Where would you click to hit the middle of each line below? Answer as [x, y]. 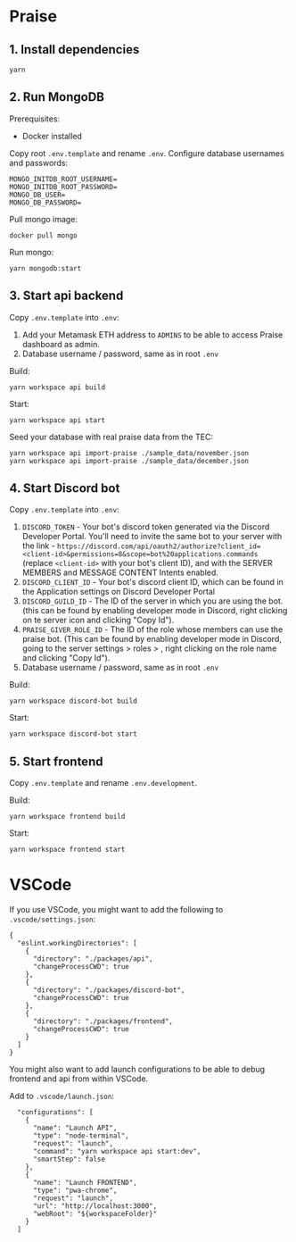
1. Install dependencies [74, 50]
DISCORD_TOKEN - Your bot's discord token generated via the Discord [146, 527]
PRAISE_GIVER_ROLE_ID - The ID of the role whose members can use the [152, 629]
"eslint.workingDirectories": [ [78, 944]
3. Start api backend [66, 296]
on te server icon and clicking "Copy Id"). [98, 620]
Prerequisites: [35, 119]
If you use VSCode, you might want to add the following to [116, 910]
